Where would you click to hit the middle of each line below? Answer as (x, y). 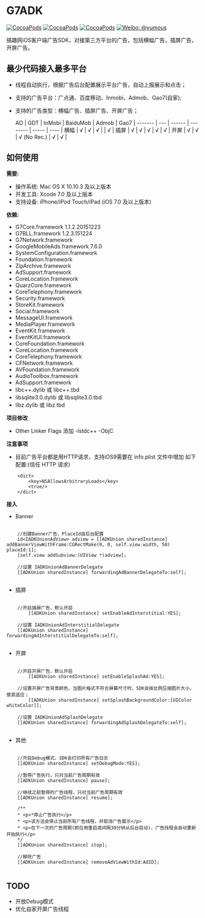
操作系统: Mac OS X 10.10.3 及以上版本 (63, 186)
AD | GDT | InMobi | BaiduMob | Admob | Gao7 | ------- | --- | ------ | (102, 123)
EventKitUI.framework (43, 337)
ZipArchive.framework (43, 265)
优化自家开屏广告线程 (42, 909)
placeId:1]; (21, 550)
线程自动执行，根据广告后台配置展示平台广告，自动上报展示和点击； (101, 84)
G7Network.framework (44, 240)
